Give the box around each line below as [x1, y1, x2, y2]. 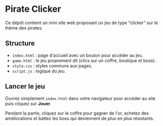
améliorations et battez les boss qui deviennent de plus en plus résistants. [5, 115, 154, 121]
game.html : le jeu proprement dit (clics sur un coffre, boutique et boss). [12, 58, 156, 63]
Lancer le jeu [5, 82, 45, 91]
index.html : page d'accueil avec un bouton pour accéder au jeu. [12, 52, 143, 58]
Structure [5, 39, 35, 48]
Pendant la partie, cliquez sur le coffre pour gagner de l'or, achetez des [5, 110, 149, 116]
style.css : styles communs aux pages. [12, 63, 93, 68]
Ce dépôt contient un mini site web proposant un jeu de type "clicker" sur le [5, 20, 158, 26]
